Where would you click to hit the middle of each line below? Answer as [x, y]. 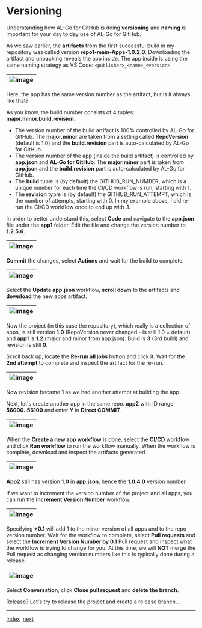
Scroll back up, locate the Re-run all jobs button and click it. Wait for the [96, 356]
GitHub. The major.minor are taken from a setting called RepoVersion [101, 136]
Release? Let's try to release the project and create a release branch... [93, 602]
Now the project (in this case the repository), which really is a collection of [98, 325]
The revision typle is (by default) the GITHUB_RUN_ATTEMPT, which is [103, 194]
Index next [20, 619]
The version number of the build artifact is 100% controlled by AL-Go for [104, 130]
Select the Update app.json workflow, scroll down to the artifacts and [93, 290]
